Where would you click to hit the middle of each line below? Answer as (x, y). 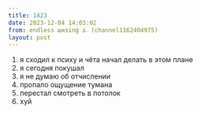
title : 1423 (28, 15)
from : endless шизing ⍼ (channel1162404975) (83, 30)
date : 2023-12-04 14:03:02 (52, 23)
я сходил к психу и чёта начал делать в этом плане (106, 60)
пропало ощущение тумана (66, 85)
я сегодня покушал (52, 68)
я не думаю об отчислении (65, 76)
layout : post (30, 37)
